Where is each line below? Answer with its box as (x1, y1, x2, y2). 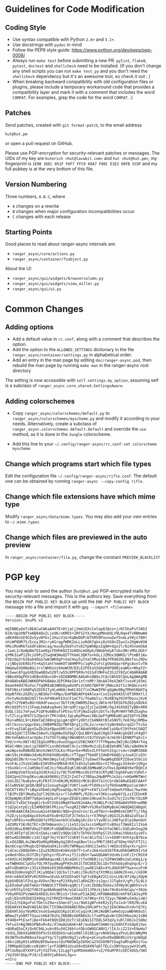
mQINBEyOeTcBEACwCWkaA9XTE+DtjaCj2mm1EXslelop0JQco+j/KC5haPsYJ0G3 (5, 626, 148, 631)
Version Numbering (5, 180, 67, 189)
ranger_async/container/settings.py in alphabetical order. (12, 352, 132, 358)
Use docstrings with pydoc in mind (12, 42, 82, 48)
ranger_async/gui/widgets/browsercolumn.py (12, 276, 104, 281)
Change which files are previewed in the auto (5, 533, 148, 542)
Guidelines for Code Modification (5, 3, 145, 15)
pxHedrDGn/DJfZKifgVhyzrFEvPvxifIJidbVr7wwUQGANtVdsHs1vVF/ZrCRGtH (5, 852, 148, 857)
